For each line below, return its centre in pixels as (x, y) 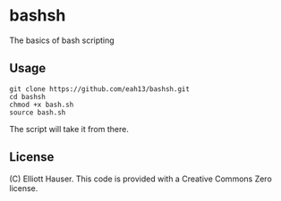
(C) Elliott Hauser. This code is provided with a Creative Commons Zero (141, 179)
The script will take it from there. (69, 129)
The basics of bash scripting (62, 40)
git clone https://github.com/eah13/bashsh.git (100, 89)
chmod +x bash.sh (42, 105)
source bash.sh (38, 113)
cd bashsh (28, 96)
